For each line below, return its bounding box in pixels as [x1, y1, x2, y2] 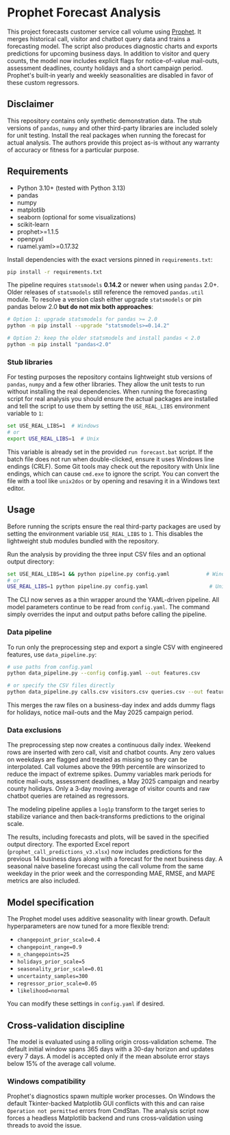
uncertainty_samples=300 [16, 973, 88, 980]
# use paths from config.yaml [7, 663, 94, 670]
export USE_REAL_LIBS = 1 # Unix [7, 435, 99, 442]
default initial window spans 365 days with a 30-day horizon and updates [7, 1045, 214, 1053]
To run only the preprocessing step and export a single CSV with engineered [7, 643, 223, 651]
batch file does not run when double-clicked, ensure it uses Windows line [7, 454, 214, 463]
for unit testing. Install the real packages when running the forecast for [7, 131, 206, 139]
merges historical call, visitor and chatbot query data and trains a [7, 34, 190, 42]
